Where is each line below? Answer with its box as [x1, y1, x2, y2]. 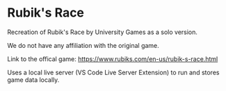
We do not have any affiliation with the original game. [7, 41, 160, 49]
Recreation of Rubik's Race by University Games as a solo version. [7, 28, 198, 36]
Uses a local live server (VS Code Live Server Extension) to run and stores [7, 68, 220, 76]
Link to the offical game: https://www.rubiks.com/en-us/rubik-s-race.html [7, 54, 218, 63]
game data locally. [7, 75, 60, 84]
